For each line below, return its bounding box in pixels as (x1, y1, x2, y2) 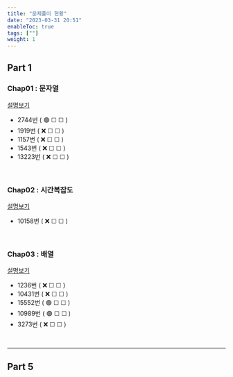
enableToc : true (7, 23, 54, 30)
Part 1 (7, 62, 33, 74)
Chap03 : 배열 (7, 249, 54, 259)
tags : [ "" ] (7, 29, 39, 37)
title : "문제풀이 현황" (7, 10, 67, 17)
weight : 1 (7, 36, 36, 43)
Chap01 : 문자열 (7, 84, 59, 94)
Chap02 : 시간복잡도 (7, 185, 74, 194)
